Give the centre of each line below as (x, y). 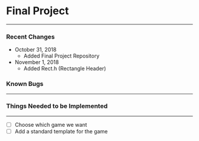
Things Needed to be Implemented (57, 106)
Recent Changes (31, 37)
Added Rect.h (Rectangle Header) (65, 69)
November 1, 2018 (37, 62)
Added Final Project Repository (61, 56)
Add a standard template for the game (61, 131)
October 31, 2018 (36, 50)
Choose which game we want (51, 124)
